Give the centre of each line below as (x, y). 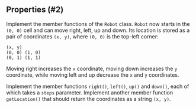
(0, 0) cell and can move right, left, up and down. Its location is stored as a (98, 30)
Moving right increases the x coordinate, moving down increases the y (92, 68)
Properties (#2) (35, 10)
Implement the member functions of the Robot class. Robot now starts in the (98, 24)
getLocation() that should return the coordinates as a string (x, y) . (89, 99)
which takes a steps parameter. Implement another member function (90, 92)
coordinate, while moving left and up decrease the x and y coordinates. (93, 75)
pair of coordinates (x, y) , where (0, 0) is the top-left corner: (82, 36)
